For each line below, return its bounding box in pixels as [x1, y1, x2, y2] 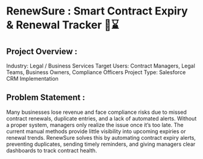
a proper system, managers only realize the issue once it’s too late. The [6, 121, 184, 128]
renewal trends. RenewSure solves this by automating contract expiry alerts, [6, 134, 196, 141]
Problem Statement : [6, 92, 86, 103]
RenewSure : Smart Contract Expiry [6, 4, 188, 18]
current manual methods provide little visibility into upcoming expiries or [6, 128, 186, 135]
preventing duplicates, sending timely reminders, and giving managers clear [6, 140, 196, 148]
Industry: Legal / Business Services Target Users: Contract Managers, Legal [6, 62, 195, 69]
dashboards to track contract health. [6, 146, 97, 154]
